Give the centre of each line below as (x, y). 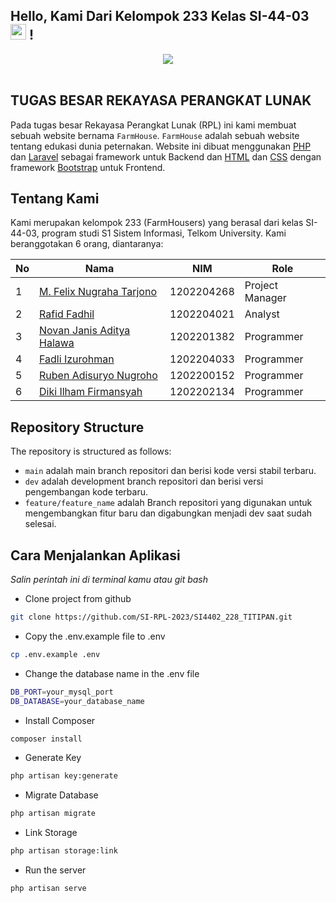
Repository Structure (77, 427)
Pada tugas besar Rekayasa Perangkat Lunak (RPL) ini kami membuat (153, 125)
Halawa (57, 343)
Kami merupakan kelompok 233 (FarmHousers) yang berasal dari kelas (157, 223)
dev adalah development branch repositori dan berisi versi (144, 481)
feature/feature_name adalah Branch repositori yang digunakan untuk (168, 503)
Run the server (55, 870)
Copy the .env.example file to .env (95, 636)
